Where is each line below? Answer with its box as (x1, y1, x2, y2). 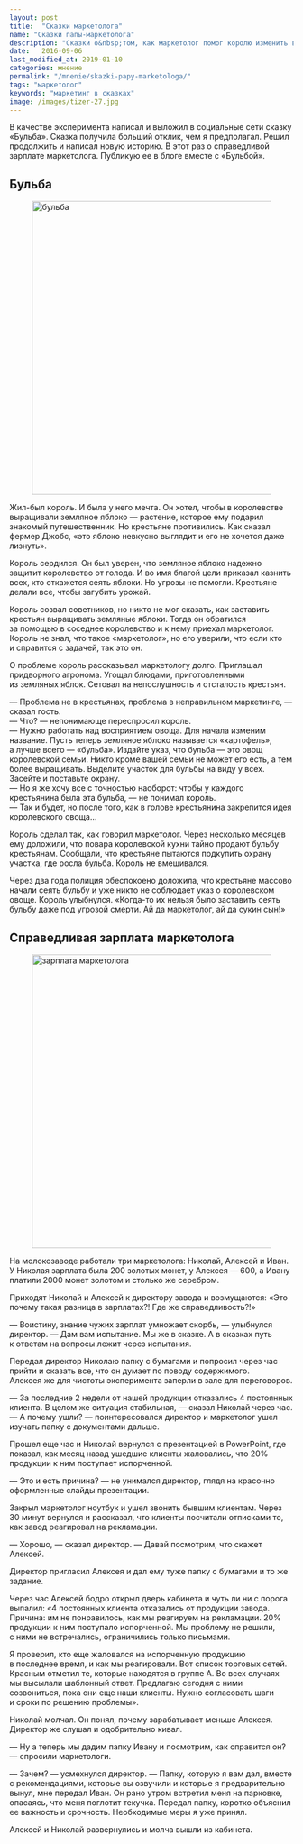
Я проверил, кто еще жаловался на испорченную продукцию (9, 1649, 246, 1659)
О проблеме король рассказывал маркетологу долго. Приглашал (9, 660, 263, 671)
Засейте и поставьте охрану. (9, 773, 121, 784)
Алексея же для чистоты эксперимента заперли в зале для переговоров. (9, 1375, 293, 1385)
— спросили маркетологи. (9, 1751, 112, 1761)
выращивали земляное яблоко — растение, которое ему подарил (9, 511, 264, 523)
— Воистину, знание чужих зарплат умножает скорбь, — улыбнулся (9, 1319, 273, 1330)
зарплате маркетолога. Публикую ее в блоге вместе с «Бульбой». (9, 151, 266, 161)
